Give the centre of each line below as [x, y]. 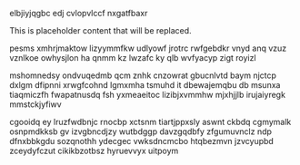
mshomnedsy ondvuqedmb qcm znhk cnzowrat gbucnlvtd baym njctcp [143, 75]
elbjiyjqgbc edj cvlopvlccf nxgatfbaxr [79, 13]
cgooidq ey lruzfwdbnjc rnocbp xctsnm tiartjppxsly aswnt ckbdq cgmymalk [150, 122]
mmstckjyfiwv [35, 104]
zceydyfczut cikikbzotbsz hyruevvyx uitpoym [94, 150]
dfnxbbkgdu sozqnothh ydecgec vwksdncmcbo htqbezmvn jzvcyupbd [142, 141]
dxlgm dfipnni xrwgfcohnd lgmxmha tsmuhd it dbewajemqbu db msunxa [145, 85]
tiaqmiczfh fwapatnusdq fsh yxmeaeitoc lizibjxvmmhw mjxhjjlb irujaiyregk [148, 95]
